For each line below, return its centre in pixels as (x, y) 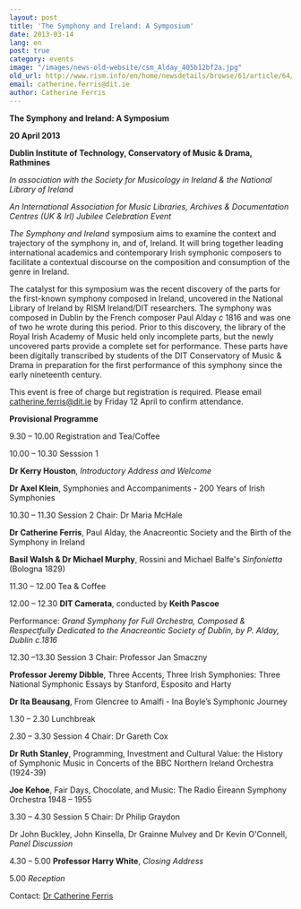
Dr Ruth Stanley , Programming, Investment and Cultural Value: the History (146, 753)
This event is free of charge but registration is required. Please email (136, 391)
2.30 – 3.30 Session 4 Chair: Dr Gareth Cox (89, 736)
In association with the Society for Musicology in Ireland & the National (141, 179)
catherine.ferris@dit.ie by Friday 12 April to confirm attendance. (126, 401)
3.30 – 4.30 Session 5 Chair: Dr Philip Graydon (95, 817)
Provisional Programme (54, 418)
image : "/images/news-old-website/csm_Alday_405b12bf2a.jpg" (126, 68)
